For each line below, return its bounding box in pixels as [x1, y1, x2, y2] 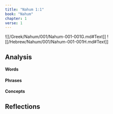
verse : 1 [5, 20, 23, 26]
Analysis [5, 53, 32, 61]
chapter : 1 [5, 16, 27, 21]
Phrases [5, 77, 22, 83]
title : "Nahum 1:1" [5, 7, 44, 12]
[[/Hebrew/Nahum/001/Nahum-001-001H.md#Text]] [5, 39, 109, 45]
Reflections [5, 102, 41, 111]
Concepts [5, 88, 25, 94]
